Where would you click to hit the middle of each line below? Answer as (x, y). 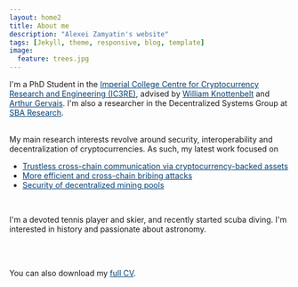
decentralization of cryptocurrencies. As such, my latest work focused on (144, 149)
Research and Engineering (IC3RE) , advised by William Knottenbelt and (139, 94)
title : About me (39, 26)
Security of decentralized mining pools (93, 185)
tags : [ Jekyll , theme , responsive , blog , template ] (107, 42)
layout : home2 (36, 17)
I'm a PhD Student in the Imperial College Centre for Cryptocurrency (134, 84)
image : (21, 51)
